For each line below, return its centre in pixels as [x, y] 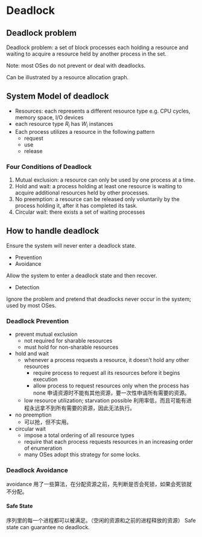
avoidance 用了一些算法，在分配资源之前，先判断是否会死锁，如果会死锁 [96, 484]
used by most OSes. [31, 305]
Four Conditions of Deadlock [49, 166]
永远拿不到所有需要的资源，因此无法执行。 [82, 408]
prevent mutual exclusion [46, 334]
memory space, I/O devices [49, 117]
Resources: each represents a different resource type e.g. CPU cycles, [103, 111]
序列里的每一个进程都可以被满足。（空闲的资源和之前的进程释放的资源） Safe [101, 520]
